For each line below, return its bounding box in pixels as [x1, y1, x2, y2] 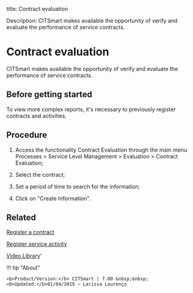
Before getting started [6, 89, 93, 100]
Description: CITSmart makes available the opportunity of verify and [6, 17, 178, 24]
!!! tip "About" [6, 264, 40, 272]
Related [6, 212, 37, 223]
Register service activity [6, 240, 67, 248]
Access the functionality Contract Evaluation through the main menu [15, 146, 188, 154]
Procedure [6, 130, 48, 140]
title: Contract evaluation [6, 6, 68, 12]
